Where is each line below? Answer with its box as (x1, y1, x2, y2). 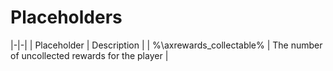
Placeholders (10, 6, 123, 29)
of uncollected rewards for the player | (10, 49, 169, 61)
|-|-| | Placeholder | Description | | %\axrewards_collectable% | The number (10, 39, 323, 51)
